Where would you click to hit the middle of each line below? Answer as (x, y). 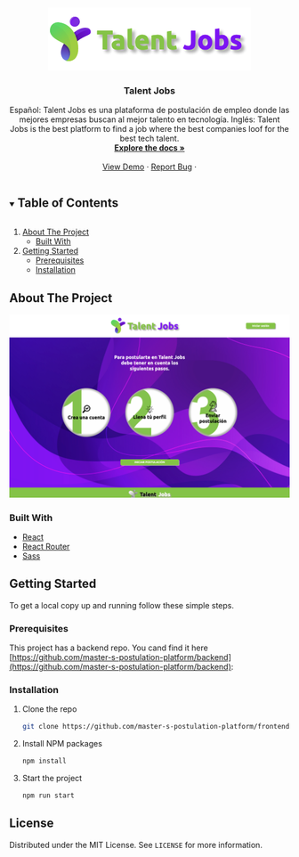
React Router (46, 547)
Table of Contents (68, 203)
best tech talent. (149, 139)
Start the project (52, 779)
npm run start (48, 796)
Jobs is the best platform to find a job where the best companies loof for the (149, 129)
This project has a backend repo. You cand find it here (109, 648)
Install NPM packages (62, 744)
